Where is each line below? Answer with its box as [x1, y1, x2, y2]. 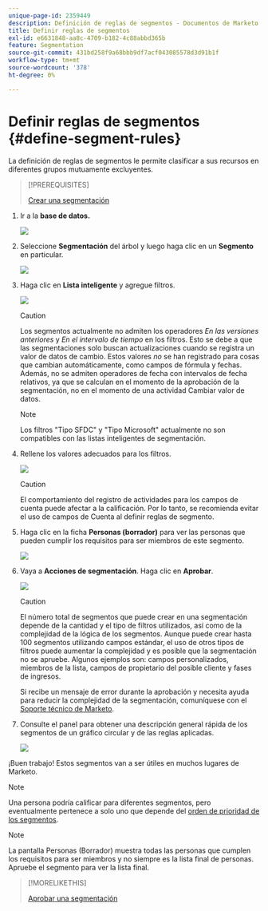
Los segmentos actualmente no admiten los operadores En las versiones [19, 326, 259, 335]
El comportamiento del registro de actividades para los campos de [19, 494, 238, 504]
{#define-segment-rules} [8, 129, 182, 148]
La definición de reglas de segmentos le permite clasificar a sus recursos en [8, 156, 259, 165]
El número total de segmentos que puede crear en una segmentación [19, 612, 248, 621]
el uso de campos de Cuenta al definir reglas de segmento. [19, 512, 215, 521]
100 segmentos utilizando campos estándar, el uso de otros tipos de [19, 637, 245, 647]
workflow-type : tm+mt [8, 57, 81, 65]
